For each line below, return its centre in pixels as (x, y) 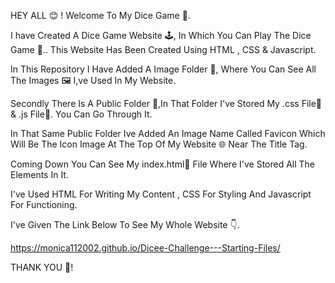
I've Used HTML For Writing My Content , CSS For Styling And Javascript (161, 194)
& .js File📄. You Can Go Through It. (81, 114)
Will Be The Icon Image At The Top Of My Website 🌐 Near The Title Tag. (159, 144)
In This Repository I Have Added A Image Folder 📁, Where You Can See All (163, 69)
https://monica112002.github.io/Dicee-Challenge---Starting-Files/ (145, 248)
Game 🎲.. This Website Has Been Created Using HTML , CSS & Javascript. (163, 49)
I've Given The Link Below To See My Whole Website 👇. (125, 224)
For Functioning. (44, 204)
